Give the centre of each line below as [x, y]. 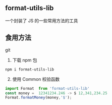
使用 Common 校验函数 [36, 79]
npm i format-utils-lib [30, 69]
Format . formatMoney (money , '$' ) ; [38, 98]
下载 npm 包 [25, 60]
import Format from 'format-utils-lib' [48, 88]
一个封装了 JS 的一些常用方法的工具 [42, 20]
